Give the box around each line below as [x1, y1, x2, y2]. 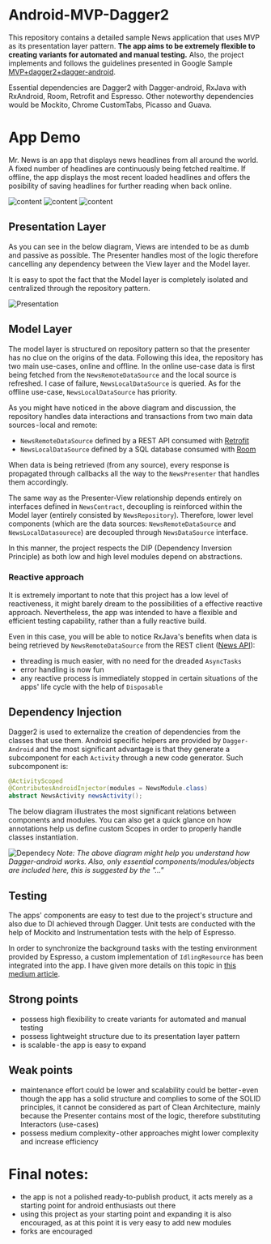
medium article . [8, 969, 61, 979]
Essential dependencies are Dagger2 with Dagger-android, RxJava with [8, 83, 247, 92]
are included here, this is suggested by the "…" [8, 866, 164, 875]
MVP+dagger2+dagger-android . [8, 66, 116, 76]
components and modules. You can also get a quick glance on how [8, 815, 232, 825]
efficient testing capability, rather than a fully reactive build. [8, 616, 207, 626]
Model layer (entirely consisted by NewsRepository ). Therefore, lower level [8, 510, 253, 519]
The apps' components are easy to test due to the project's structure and [8, 910, 253, 921]
